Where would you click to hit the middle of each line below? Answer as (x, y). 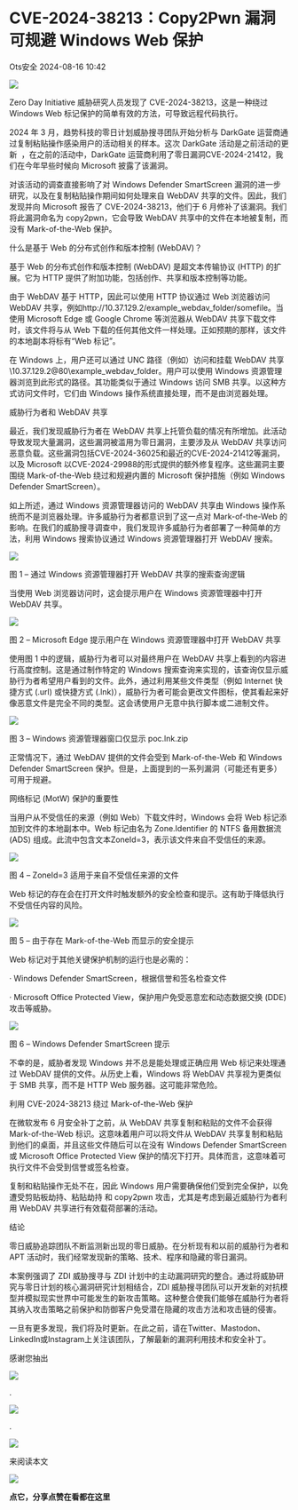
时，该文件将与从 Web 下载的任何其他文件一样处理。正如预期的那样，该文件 (148, 330)
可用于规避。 (32, 779)
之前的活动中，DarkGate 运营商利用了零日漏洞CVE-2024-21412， (157, 154)
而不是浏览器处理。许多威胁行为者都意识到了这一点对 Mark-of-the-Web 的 (152, 516)
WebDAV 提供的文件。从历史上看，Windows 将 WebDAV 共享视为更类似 (150, 1073)
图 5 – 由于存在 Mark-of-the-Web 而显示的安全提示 (102, 940)
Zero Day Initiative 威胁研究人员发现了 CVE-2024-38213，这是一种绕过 (139, 102)
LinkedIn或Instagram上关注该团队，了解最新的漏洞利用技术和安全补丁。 (140, 1339)
